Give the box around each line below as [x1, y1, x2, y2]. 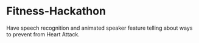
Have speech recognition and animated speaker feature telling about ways [6, 24, 193, 31]
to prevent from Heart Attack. [6, 30, 80, 38]
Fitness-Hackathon [6, 4, 106, 18]
